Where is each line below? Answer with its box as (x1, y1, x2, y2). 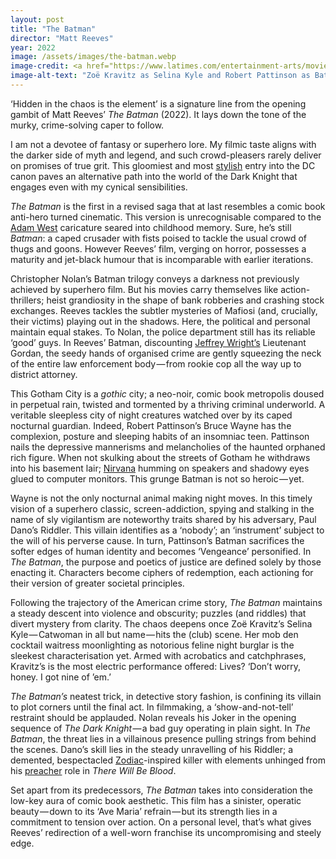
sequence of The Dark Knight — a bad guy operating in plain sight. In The (10, 722, 311, 734)
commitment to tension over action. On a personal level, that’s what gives (10, 816, 312, 828)
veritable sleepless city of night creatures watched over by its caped (10, 409, 293, 421)
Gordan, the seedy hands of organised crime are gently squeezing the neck (10, 347, 322, 359)
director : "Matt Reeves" (10, 33, 114, 43)
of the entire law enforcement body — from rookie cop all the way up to (10, 357, 302, 370)
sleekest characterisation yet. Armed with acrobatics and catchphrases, (10, 649, 307, 661)
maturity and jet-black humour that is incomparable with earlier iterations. (10, 253, 314, 265)
